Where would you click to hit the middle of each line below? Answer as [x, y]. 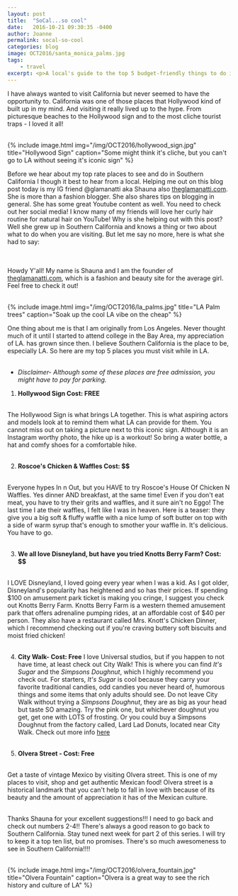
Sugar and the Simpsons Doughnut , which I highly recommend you [115, 672]
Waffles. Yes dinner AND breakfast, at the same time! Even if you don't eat [116, 494]
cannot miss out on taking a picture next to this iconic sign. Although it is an [118, 429]
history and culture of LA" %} [50, 885]
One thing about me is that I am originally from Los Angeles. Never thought [117, 328]
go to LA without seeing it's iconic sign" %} [70, 160]
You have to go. [30, 532]
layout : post [27, 14]
